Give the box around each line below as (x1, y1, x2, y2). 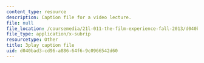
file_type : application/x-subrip (6, 31, 91, 37)
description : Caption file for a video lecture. (6, 14, 132, 20)
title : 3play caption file (6, 43, 75, 49)
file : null (6, 20, 34, 26)
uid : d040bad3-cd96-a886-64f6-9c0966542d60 (6, 48, 118, 54)
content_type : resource (6, 8, 67, 15)
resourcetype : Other (6, 37, 59, 43)
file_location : (6, 25, 45, 32)
